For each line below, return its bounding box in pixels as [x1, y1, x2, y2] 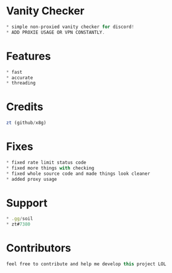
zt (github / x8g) [6, 120, 46, 126]
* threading [6, 80, 36, 86]
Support [6, 196, 48, 209]
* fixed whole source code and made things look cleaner [6, 171, 151, 177]
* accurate [6, 74, 33, 81]
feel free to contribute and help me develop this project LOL [6, 261, 167, 267]
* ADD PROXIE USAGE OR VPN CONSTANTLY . [6, 29, 105, 35]
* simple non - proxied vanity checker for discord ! [6, 24, 135, 30]
